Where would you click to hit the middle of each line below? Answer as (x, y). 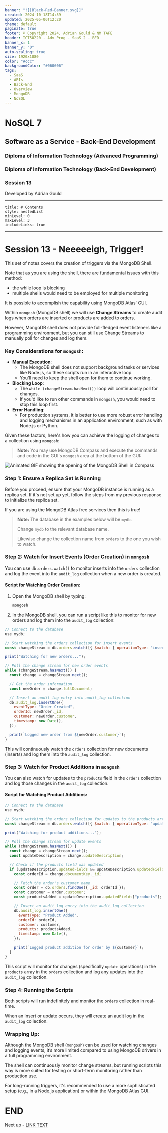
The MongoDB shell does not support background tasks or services (90, 367)
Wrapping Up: (22, 1034)
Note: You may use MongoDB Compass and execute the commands (87, 450)
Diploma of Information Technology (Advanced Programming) (82, 156)
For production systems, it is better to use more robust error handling (91, 415)
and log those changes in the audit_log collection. (57, 783)
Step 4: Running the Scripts (39, 990)
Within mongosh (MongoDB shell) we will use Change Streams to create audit (84, 312)
